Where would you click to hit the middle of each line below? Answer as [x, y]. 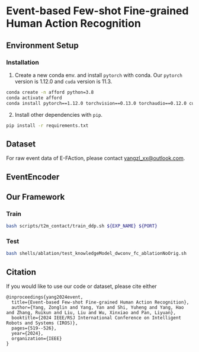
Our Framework [36, 197]
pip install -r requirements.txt [47, 126]
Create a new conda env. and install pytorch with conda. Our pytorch [98, 75]
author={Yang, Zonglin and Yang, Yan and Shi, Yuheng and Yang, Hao [98, 308]
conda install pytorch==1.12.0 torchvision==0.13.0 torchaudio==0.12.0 [96, 103]
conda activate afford [34, 98]
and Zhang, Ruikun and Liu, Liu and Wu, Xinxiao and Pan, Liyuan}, [91, 313]
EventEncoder [33, 177]
